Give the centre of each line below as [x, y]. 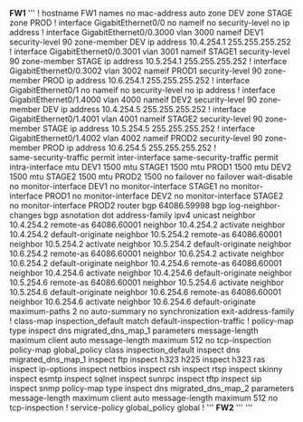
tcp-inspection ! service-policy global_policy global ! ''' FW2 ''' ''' [131, 408]
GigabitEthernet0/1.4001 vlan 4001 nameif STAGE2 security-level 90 [136, 119]
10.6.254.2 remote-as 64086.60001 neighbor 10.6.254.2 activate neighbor [147, 254]
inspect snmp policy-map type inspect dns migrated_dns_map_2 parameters [152, 388]
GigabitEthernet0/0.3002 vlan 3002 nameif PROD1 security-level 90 [136, 71]
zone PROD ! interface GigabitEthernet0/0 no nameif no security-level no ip [150, 23]
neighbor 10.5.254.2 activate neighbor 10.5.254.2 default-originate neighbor [151, 244]
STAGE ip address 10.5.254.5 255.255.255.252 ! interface [149, 129]
